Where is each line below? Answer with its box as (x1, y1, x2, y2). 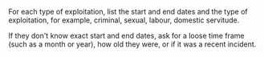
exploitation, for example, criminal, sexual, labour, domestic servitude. (8, 15, 240, 25)
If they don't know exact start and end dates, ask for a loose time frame (8, 31, 245, 40)
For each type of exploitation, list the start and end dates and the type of (8, 7, 249, 16)
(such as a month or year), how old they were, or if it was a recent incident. (8, 39, 257, 49)
